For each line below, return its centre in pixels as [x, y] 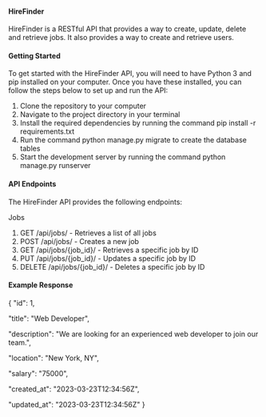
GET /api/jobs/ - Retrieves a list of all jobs [88, 233]
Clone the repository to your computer [83, 106]
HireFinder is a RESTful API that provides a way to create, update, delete [127, 29]
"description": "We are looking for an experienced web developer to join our [133, 334]
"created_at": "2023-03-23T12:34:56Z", [74, 389]
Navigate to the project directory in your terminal [100, 114]
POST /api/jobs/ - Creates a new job [79, 241]
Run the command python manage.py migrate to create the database [133, 140]
